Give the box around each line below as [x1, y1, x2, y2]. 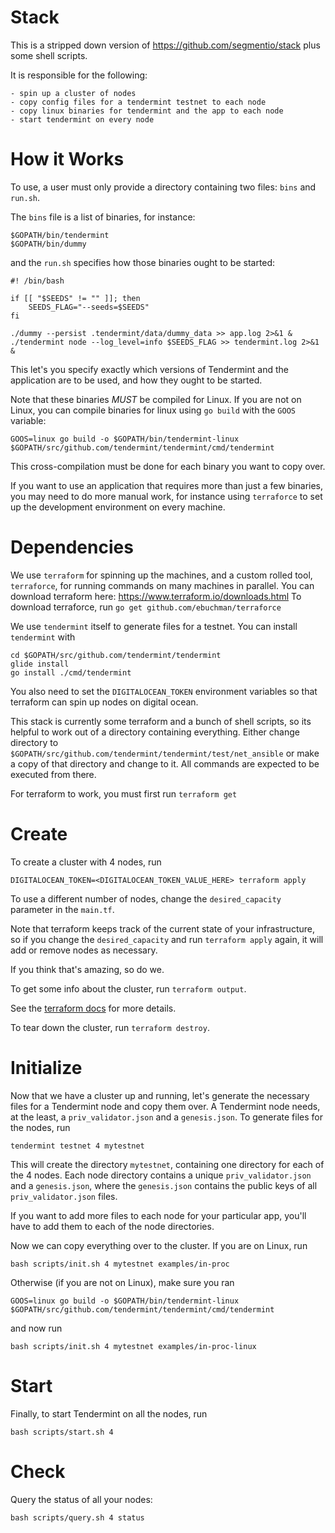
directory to [10, 736, 59, 748]
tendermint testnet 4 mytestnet [10, 1141, 145, 1151]
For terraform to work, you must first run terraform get [10, 787, 238, 800]
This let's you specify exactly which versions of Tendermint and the [10, 363, 289, 375]
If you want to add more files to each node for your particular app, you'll [10, 1209, 307, 1221]
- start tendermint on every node [10, 114, 155, 125]
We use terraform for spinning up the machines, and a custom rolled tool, [10, 569, 313, 581]
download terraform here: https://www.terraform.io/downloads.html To [10, 590, 302, 602]
